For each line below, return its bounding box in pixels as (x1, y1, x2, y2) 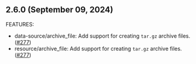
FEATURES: (5, 20, 34, 28)
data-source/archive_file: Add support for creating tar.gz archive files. (14, 32, 191, 39)
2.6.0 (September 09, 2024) (5, 5, 113, 15)
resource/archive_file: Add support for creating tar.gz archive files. (14, 45, 182, 52)
